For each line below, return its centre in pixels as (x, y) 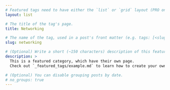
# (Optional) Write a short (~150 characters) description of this (78, 52)
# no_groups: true (25, 80)
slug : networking (24, 43)
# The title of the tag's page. (39, 24)
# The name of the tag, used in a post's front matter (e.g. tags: (78, 38)
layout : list (19, 15)
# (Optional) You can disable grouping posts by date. (64, 75)
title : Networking (25, 28)
